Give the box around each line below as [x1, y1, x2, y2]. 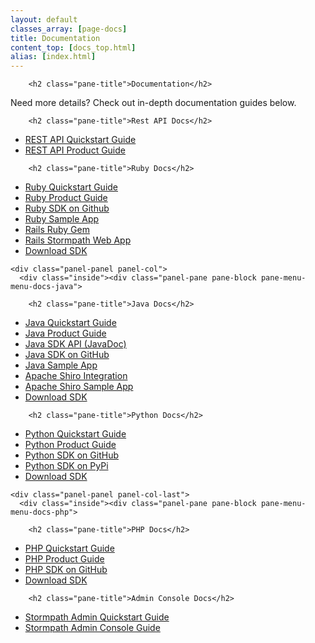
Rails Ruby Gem [24, 224, 90, 236]
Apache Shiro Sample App [24, 381, 134, 393]
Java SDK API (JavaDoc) [24, 338, 127, 350]
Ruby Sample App [24, 213, 100, 225]
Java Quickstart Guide [24, 317, 117, 329]
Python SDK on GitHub [24, 449, 119, 461]
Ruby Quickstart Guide [24, 181, 118, 193]
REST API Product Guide [24, 144, 126, 156]
